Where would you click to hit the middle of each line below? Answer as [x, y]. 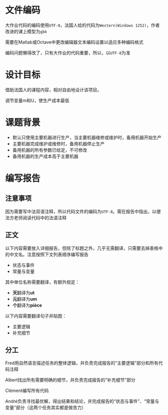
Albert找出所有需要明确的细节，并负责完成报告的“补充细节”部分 [70, 380]
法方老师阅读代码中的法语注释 [36, 218]
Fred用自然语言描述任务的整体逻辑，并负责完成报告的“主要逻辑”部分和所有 [82, 363]
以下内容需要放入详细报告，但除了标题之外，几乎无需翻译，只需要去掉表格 [82, 248]
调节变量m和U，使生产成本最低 [37, 100]
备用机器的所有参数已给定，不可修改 [50, 150]
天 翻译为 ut [23, 293]
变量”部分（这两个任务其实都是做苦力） [46, 407]
